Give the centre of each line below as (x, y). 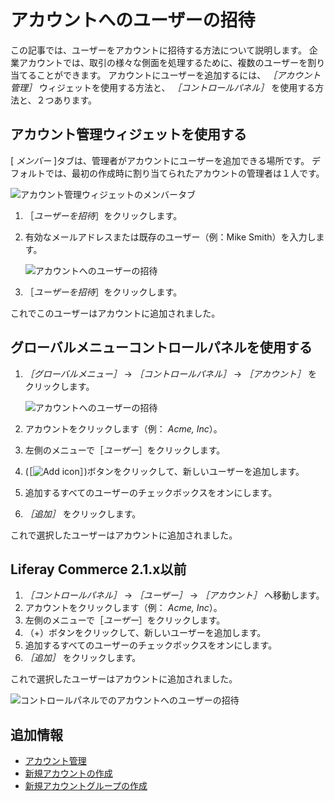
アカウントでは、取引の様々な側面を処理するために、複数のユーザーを (163, 62)
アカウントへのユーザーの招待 (133, 20)
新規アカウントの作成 (68, 773)
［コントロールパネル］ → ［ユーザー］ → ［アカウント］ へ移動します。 (174, 595)
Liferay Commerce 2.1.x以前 (98, 569)
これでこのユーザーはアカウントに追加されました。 (115, 313)
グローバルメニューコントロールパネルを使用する (161, 347)
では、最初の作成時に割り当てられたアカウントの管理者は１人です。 (184, 173)
